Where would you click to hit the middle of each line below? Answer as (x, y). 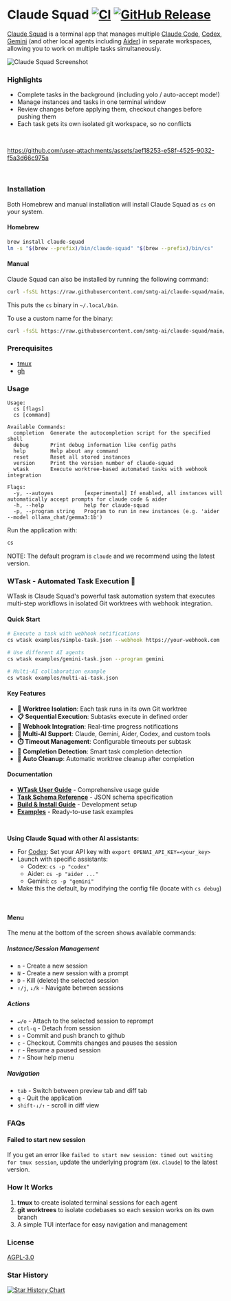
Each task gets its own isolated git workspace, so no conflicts (104, 124)
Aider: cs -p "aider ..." (63, 874)
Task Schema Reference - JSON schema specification (95, 797)
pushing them (36, 116)
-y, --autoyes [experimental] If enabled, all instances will (118, 493)
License (21, 1242)
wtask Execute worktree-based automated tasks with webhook (110, 469)
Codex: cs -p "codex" (58, 866)
